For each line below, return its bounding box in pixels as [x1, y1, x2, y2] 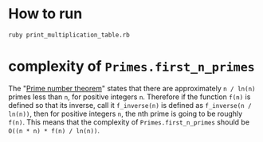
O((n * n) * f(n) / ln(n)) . [8, 125, 100, 135]
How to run [8, 5, 83, 23]
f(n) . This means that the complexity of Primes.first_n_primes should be [8, 117, 249, 127]
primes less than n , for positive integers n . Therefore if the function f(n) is [8, 92, 251, 102]
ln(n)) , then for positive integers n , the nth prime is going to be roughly [8, 109, 243, 118]
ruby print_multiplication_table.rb [8, 31, 130, 39]
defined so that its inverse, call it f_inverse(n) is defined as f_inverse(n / [8, 100, 253, 109]
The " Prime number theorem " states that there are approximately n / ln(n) [8, 83, 256, 93]
